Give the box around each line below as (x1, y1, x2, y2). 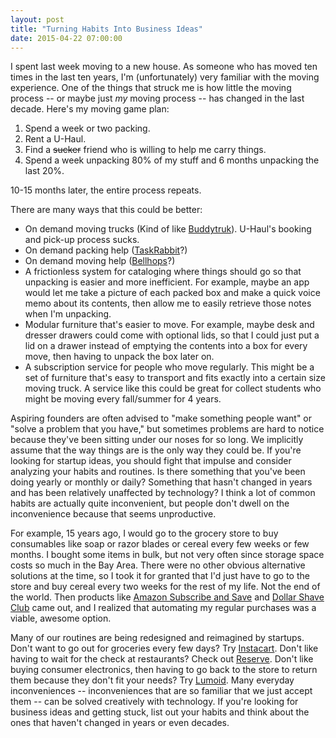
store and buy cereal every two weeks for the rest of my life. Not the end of (10, 581, 321, 593)
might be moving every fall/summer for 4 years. (24, 393, 222, 405)
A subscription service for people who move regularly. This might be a (24, 361, 315, 373)
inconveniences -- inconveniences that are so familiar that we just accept (10, 685, 313, 697)
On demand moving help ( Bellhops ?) (24, 255, 176, 267)
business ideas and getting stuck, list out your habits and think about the (10, 706, 310, 718)
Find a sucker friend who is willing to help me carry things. (24, 144, 267, 156)
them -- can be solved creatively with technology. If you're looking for (10, 696, 299, 708)
